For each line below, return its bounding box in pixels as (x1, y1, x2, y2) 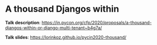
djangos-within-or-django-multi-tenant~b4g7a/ (5, 24, 102, 30)
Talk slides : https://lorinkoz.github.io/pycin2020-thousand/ (5, 34, 127, 40)
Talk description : (5, 20, 41, 25)
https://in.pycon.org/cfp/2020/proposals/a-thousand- (41, 20, 152, 25)
